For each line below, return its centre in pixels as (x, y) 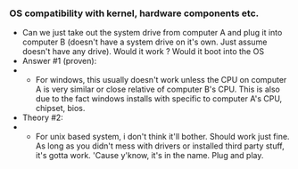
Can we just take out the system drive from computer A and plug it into (152, 33)
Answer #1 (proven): (59, 61)
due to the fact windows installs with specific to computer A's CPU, (159, 99)
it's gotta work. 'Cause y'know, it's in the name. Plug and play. (149, 156)
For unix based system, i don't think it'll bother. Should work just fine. (162, 137)
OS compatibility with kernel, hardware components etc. (134, 13)
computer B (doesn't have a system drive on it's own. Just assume (145, 42)
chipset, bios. (60, 109)
